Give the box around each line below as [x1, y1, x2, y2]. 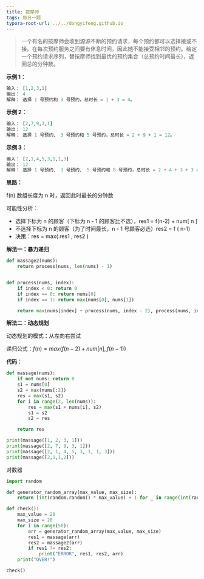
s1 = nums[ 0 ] [17, 382, 50, 388]
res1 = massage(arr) [28, 534, 80, 540]
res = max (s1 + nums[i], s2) [28, 404, 102, 410]
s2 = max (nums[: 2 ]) [17, 387, 67, 393]
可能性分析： [6, 205, 38, 212]
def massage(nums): [6, 370, 56, 377]
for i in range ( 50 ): [17, 522, 69, 529]
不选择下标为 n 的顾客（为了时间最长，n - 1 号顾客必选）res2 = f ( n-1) [15, 225, 191, 233]
